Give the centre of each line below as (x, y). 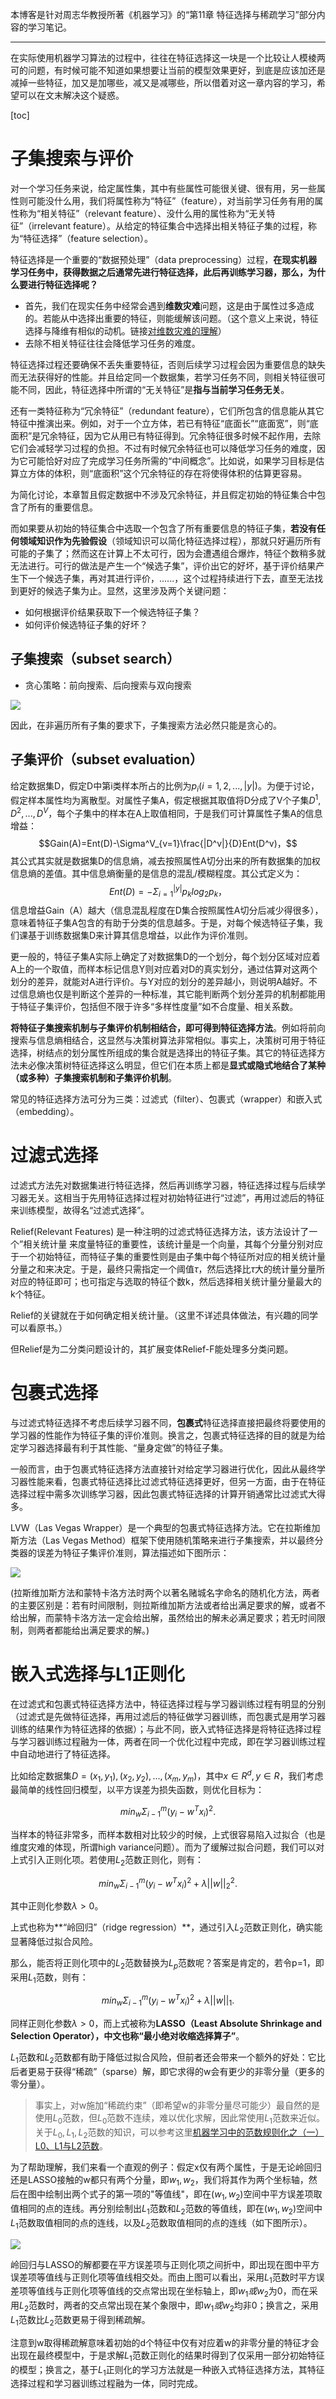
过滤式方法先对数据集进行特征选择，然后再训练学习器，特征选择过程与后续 (163, 1185)
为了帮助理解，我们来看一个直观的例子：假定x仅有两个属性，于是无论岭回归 (166, 2167)
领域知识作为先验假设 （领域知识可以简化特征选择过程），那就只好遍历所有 (170, 540)
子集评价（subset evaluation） (107, 759)
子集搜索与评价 (72, 159)
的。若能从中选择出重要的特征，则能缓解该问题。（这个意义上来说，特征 (171, 318)
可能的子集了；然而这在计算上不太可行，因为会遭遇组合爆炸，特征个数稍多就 (168, 553)
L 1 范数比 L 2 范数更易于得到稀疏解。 (80, 2320)
